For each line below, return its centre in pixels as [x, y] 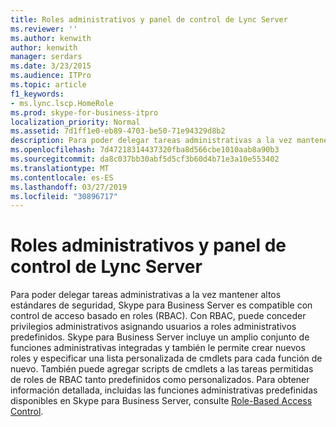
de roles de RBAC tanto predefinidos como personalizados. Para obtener [160, 380]
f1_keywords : [37, 94]
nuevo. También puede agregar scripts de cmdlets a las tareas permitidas [162, 369]
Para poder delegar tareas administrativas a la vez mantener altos [146, 295]
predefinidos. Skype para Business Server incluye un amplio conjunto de [160, 337]
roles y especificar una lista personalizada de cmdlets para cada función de [166, 358]
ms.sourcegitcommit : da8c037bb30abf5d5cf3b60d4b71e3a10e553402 [145, 159]
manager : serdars [46, 57]
